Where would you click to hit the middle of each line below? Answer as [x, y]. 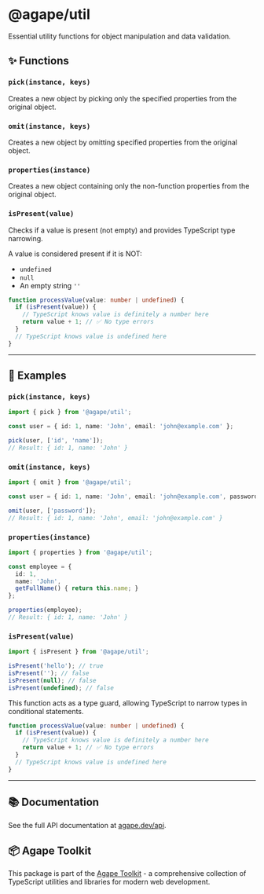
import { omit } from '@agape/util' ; [70, 482]
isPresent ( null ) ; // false [52, 680]
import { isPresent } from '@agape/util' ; [79, 652]
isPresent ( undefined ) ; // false [61, 688]
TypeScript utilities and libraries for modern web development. [109, 882]
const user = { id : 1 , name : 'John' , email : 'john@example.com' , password [133, 496]
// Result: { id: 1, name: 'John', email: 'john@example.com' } [115, 518]
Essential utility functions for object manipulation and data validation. [120, 36]
